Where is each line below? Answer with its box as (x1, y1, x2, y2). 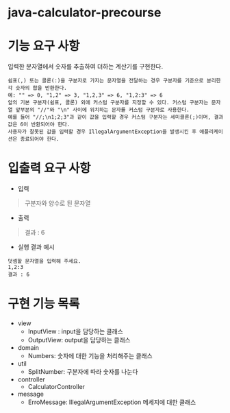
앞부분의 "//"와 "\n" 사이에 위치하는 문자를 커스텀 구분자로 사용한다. (15, 106, 190, 114)
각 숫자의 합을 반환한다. (8, 84, 68, 92)
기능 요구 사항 (8, 38, 80, 54)
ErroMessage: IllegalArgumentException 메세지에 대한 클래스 (27, 398, 196, 406)
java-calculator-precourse (8, 5, 162, 21)
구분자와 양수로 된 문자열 (24, 199, 91, 207)
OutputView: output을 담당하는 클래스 (27, 336, 131, 344)
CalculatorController (27, 383, 85, 390)
